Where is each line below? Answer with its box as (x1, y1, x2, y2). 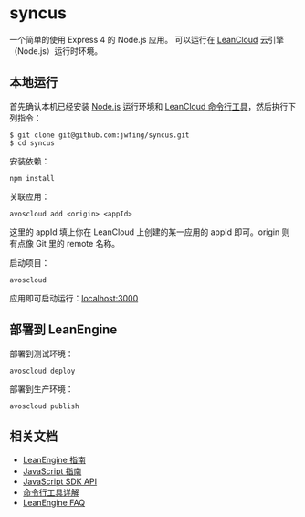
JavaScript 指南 (22, 466, 82, 477)
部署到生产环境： (9, 383, 74, 395)
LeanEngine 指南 (22, 455, 87, 466)
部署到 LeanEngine (9, 322, 118, 338)
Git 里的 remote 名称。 (35, 237, 121, 248)
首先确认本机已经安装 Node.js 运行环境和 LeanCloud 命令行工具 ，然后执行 (9, 100, 289, 111)
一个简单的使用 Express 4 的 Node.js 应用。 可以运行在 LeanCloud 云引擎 (9, 34, 285, 45)
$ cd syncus (9, 138, 55, 148)
